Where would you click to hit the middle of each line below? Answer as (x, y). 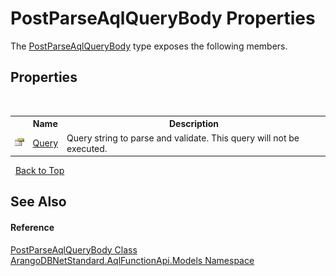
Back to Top (39, 170)
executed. (87, 148)
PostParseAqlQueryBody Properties (163, 18)
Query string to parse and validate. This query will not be (183, 138)
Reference (32, 227)
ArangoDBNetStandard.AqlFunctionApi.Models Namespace (132, 260)
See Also (38, 202)
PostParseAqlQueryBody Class (74, 249)
